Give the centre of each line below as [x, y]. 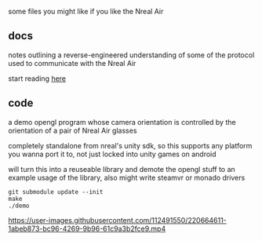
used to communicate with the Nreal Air [72, 63]
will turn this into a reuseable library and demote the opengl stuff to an [122, 169]
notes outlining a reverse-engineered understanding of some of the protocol [131, 55]
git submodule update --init [56, 192]
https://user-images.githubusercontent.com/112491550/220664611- [118, 220]
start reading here [37, 79]
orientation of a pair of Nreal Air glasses [73, 130]
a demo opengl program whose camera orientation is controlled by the [122, 122]
